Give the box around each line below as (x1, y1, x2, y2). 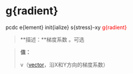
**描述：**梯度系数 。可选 (20, 36, 84, 43)
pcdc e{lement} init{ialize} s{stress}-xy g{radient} (5, 24, 127, 31)
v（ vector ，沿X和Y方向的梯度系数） (20, 61, 109, 68)
